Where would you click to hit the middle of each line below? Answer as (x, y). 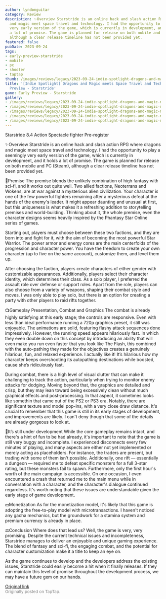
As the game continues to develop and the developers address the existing (81, 561)
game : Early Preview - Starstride (41, 93)
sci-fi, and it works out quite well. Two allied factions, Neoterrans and (76, 186)
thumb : (12, 79)
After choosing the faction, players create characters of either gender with (81, 268)
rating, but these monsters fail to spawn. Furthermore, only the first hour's (81, 468)
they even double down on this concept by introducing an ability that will (79, 338)
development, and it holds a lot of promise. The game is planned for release (82, 160)
